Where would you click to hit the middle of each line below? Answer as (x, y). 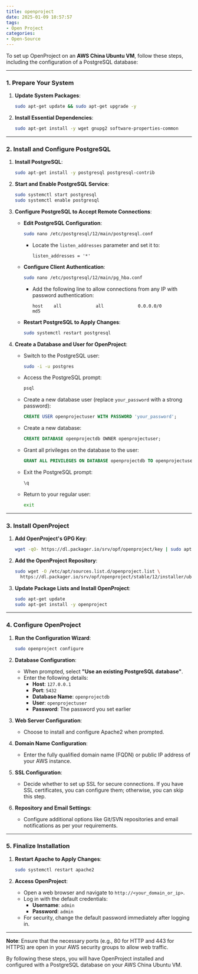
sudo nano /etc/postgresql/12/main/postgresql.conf (88, 233)
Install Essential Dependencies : (54, 118)
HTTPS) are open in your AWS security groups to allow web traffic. (87, 947)
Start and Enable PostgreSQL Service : (62, 184)
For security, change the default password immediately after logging (106, 917)
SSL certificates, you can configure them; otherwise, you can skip (103, 790)
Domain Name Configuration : (51, 743)
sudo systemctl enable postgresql (57, 200)
